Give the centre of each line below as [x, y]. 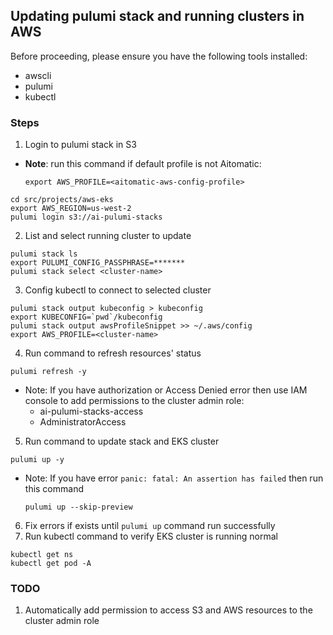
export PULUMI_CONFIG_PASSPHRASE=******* [98, 263]
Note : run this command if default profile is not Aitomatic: [143, 164]
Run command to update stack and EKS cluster [122, 441]
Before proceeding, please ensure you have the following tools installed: [159, 56]
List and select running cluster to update [108, 236]
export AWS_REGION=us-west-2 [71, 209]
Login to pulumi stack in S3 [80, 145]
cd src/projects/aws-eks [62, 200]
